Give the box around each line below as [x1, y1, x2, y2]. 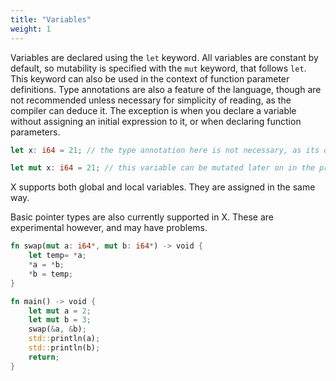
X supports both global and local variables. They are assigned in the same [10, 181, 316, 193]
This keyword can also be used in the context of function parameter [10, 72, 290, 85]
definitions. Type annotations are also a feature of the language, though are [10, 83, 322, 95]
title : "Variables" [10, 14, 92, 25]
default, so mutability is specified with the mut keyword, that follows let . [10, 62, 307, 74]
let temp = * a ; [28, 251, 87, 261]
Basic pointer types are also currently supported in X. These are [10, 211, 274, 223]
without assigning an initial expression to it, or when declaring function [10, 115, 302, 127]
